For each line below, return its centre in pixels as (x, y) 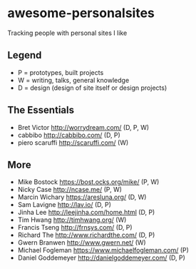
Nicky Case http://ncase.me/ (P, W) (70, 190)
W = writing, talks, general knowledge (73, 80)
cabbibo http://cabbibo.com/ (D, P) (69, 135)
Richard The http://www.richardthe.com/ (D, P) (86, 235)
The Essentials (41, 110)
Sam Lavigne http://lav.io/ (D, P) (65, 205)
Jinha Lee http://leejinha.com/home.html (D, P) (86, 213)
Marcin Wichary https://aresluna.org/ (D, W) (82, 197)
